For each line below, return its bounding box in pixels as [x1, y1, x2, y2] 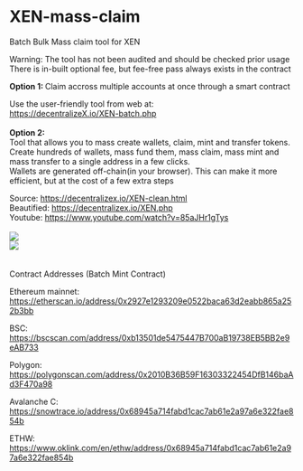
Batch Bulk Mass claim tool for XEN [9, 36, 141, 47]
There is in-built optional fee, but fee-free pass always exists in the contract [9, 63, 291, 74]
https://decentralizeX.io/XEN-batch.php [9, 108, 157, 118]
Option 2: [9, 127, 45, 137]
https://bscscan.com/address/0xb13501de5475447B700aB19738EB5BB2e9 [9, 332, 290, 343]
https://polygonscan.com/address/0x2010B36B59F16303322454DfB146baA [9, 369, 294, 380]
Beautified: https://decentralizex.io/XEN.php [9, 202, 173, 213]
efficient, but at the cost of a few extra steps [9, 174, 174, 186]
